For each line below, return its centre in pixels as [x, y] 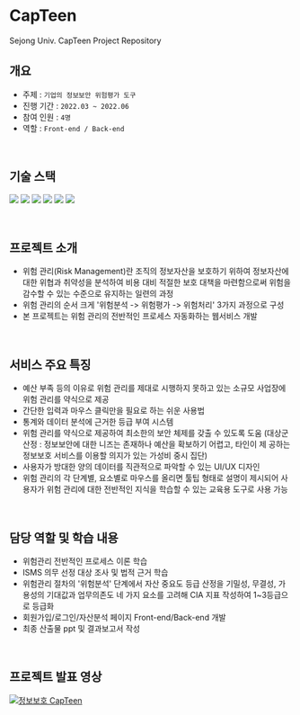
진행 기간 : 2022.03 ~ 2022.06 [75, 105]
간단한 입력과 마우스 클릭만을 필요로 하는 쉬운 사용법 [113, 411]
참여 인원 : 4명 [47, 117]
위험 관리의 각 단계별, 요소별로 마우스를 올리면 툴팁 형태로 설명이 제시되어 [150, 478]
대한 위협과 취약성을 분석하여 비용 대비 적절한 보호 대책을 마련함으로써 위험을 [157, 282]
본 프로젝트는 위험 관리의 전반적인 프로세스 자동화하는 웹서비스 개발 [140, 317]
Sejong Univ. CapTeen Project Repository [85, 40]
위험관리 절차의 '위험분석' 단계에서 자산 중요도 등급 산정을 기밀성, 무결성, [149, 584]
